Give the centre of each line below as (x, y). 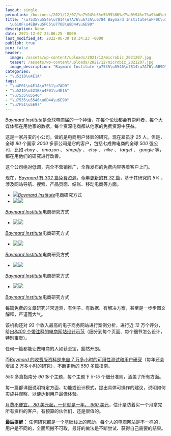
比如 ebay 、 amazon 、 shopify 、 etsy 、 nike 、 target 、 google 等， (89, 150)
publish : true (20, 43)
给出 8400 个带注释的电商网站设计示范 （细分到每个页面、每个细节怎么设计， (85, 332)
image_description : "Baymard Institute (52, 67)
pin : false (17, 48)
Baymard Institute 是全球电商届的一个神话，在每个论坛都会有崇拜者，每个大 (84, 120)
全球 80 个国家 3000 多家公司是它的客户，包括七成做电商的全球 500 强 (80, 144)
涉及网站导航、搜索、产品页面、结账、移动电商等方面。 (63, 184)
